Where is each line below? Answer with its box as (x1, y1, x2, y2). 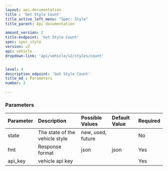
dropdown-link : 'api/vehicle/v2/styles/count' (5, 53, 104, 58)
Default (111, 114, 130, 121)
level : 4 (5, 67, 23, 72)
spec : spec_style (5, 39, 41, 45)
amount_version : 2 (5, 30, 43, 35)
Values (80, 121, 98, 128)
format (37, 150, 54, 157)
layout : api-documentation (5, 7, 61, 12)
